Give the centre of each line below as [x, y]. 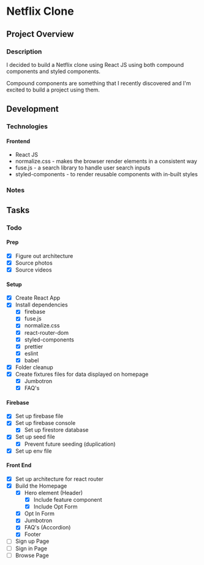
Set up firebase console [45, 423]
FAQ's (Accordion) [47, 528]
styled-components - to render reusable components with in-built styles [106, 174]
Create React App [38, 298]
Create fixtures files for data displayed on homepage [82, 374]
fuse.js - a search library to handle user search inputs [83, 168]
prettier [34, 346]
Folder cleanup [34, 367]
